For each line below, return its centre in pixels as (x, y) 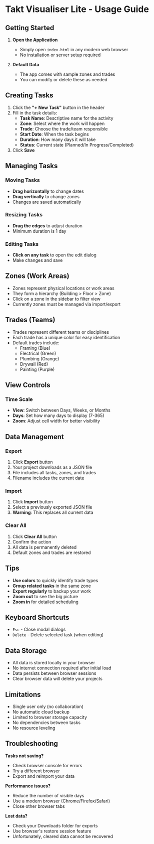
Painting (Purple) (37, 369)
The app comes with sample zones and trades (67, 74)
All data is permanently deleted (44, 547)
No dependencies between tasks (46, 722)
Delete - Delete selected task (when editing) (58, 635)
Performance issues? (28, 786)
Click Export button (33, 462)
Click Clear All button (34, 536)
